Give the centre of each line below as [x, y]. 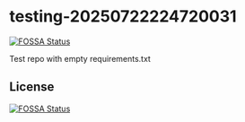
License [32, 87]
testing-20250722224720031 [123, 17]
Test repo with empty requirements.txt [80, 58]
